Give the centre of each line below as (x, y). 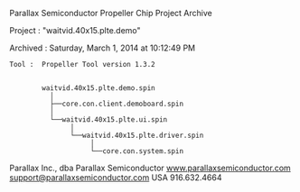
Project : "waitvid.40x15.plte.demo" (75, 30)
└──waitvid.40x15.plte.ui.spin (108, 120)
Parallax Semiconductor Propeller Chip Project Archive (111, 13)
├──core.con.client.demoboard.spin (116, 104)
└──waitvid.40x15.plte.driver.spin (137, 135)
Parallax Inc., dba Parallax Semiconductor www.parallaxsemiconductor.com (150, 168)
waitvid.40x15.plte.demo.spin (98, 88)
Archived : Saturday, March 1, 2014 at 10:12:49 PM (103, 48)
